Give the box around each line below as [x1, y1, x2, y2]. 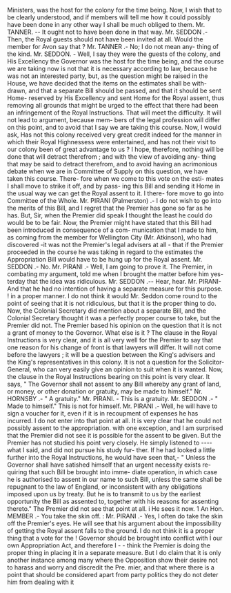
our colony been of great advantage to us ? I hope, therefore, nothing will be [7, 145, 224, 153]
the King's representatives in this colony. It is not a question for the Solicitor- [7, 358, 225, 366]
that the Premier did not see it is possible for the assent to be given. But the [7, 431, 221, 439]
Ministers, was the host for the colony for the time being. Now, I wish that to [7, 6, 222, 14]
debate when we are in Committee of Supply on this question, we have [7, 167, 208, 175]
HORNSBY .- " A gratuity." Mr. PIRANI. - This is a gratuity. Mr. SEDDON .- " [7, 395, 219, 402]
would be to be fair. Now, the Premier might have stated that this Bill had [7, 219, 212, 226]
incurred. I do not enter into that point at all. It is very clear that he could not [7, 417, 222, 425]
